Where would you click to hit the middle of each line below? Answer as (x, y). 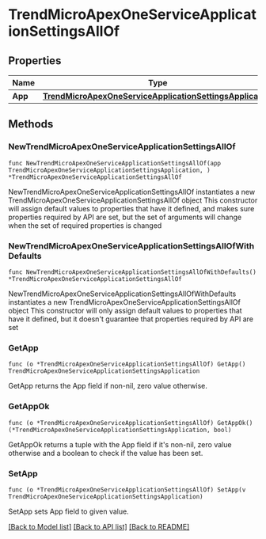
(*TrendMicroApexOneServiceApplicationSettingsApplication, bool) (120, 430)
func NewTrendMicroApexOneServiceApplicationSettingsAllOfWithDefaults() (133, 272)
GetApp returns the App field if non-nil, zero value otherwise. (108, 386)
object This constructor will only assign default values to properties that (125, 310)
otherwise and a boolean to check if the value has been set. (106, 453)
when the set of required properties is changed (85, 225)
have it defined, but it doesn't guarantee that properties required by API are (131, 319)
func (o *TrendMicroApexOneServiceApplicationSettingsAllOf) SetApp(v (127, 490)
